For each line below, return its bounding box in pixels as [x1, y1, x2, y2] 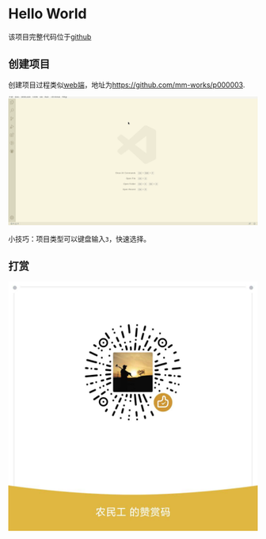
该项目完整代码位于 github [8, 32, 92, 41]
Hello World [8, 5, 87, 23]
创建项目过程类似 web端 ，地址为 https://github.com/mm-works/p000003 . [8, 80, 245, 90]
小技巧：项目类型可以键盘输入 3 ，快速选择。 [8, 234, 151, 243]
